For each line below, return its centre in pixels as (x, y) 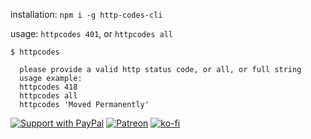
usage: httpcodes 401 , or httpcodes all (91, 33)
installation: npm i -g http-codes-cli (86, 14)
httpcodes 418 (48, 87)
